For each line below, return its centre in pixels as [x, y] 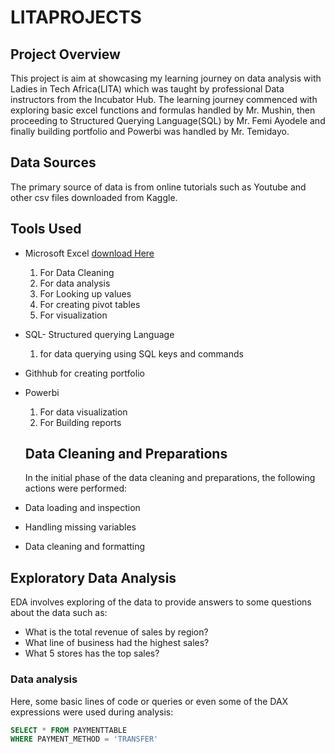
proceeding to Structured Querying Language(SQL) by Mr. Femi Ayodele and [168, 120]
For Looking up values [85, 293]
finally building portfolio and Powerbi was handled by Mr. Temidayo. [150, 131]
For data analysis [75, 283]
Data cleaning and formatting [85, 547]
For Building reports [80, 422]
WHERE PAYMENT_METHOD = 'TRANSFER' [84, 739]
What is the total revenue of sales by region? [116, 632]
